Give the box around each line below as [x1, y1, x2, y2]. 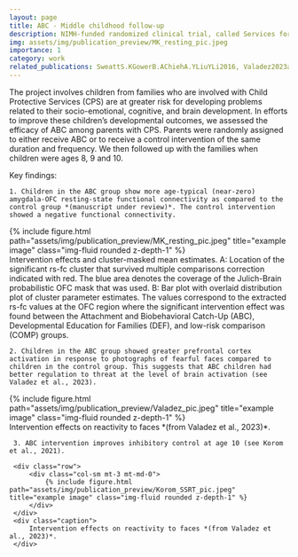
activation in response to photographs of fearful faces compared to [9, 354, 272, 364]
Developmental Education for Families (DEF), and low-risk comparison [9, 320, 266, 331]
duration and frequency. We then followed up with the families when [9, 143, 259, 153]
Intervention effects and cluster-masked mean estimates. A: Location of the [9, 254, 286, 264]
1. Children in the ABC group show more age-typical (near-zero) [9, 187, 255, 196]
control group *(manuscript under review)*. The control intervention [9, 202, 276, 211]
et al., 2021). [9, 446, 66, 455]
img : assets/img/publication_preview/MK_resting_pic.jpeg [9, 37, 228, 47]
